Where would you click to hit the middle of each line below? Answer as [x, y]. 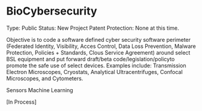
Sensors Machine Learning [40, 90]
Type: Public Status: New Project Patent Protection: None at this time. [93, 28]
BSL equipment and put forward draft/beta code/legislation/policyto [91, 59]
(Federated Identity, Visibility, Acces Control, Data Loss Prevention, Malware [101, 46]
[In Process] [21, 102]
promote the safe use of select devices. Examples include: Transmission [96, 66]
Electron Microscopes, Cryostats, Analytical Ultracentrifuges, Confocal [95, 72]
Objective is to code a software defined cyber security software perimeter [99, 39]
